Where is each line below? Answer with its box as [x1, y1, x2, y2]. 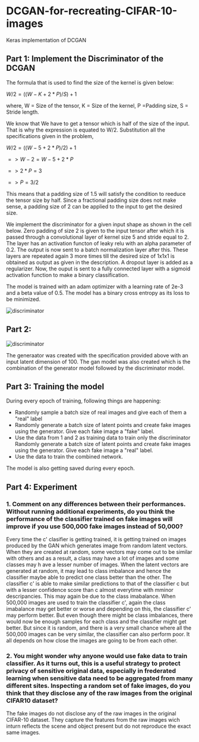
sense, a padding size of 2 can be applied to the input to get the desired [6, 202, 182, 210]
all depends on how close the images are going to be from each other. [6, 637, 178, 644]
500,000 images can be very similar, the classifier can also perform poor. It [6, 631, 190, 638]
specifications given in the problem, [6, 132, 94, 139]
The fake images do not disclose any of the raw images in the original [6, 710, 176, 717]
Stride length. [6, 108, 40, 116]
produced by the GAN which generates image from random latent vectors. [6, 542, 188, 549]
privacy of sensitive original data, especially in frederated [6, 666, 176, 675]
